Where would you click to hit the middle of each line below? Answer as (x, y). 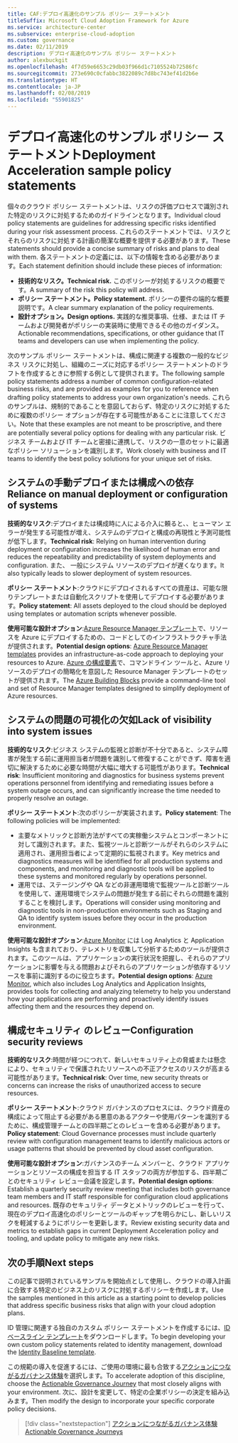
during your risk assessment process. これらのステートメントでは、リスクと (119, 231)
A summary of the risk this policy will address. (97, 289)
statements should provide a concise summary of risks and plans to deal (114, 248)
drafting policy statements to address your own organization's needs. (109, 397)
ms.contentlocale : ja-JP (44, 87)
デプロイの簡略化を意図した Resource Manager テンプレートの (123, 671)
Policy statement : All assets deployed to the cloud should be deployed (123, 606)
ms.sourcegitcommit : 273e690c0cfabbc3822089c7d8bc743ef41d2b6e (103, 73)
